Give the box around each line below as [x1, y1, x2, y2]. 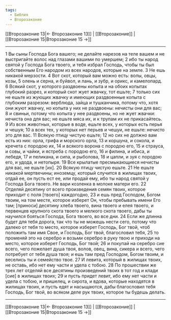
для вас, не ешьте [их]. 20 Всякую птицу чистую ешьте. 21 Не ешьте [5, 165, 154, 171]
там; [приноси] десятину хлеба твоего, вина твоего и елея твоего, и [5, 202, 154, 209]
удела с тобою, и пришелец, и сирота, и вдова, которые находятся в [5, 278, 155, 284]
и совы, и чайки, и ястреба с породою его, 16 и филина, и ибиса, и [5, 148, 150, 154]
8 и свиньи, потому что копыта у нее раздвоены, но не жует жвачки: [5, 111, 156, 117]
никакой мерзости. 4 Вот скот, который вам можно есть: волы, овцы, [5, 72, 157, 79]
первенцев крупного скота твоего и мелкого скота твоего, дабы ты [5, 208, 152, 214]
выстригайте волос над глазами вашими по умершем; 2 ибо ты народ [5, 57, 159, 63]
